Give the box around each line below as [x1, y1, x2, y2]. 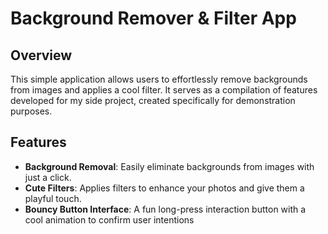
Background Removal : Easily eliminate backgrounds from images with [24, 160, 315, 172]
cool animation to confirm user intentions [24, 213, 195, 226]
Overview [10, 47, 73, 64]
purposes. [10, 105, 53, 117]
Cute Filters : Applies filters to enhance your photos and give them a [24, 182, 305, 194]
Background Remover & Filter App [10, 7, 297, 30]
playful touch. [24, 192, 82, 204]
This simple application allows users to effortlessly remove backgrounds [10, 73, 308, 85]
